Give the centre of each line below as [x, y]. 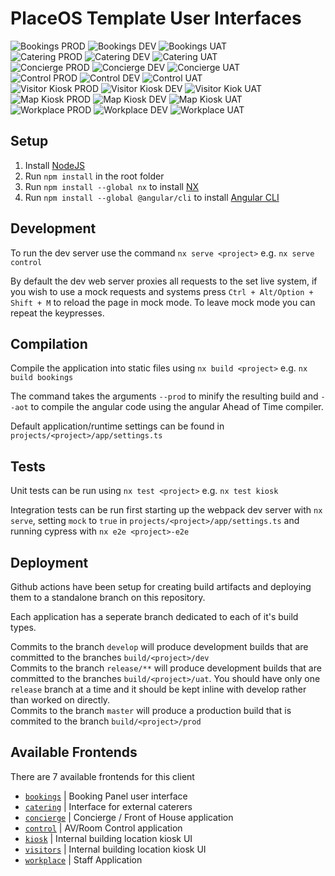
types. [23, 627]
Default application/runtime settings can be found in [117, 426]
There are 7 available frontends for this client [102, 776]
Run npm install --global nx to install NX [112, 186]
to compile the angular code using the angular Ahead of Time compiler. [177, 407]
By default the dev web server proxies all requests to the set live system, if [164, 281]
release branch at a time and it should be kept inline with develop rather [158, 689]
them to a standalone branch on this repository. [108, 597]
